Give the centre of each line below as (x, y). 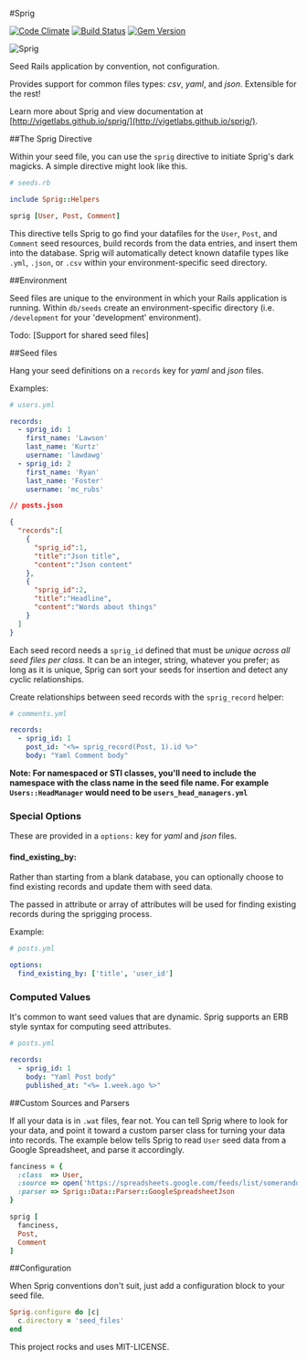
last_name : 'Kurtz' (63, 447)
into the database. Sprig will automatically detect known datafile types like (149, 253)
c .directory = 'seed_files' (71, 1321)
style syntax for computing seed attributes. (90, 1027)
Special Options (46, 816)
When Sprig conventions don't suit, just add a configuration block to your (147, 1286)
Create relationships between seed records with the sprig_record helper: (147, 697)
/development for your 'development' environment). (106, 317)
